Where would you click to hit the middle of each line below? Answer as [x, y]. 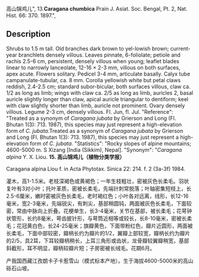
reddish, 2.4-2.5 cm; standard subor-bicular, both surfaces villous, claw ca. [98, 86]
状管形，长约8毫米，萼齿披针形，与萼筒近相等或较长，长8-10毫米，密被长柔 [99, 218]
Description [28, 34]
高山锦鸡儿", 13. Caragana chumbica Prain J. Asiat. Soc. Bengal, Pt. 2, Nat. [97, 9]
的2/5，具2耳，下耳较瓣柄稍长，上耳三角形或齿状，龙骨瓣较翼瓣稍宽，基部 [98, 241]
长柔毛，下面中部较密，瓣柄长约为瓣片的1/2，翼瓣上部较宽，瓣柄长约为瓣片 [98, 233]
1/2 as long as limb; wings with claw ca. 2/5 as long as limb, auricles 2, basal [100, 93]
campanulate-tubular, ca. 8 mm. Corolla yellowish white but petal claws [94, 80]
